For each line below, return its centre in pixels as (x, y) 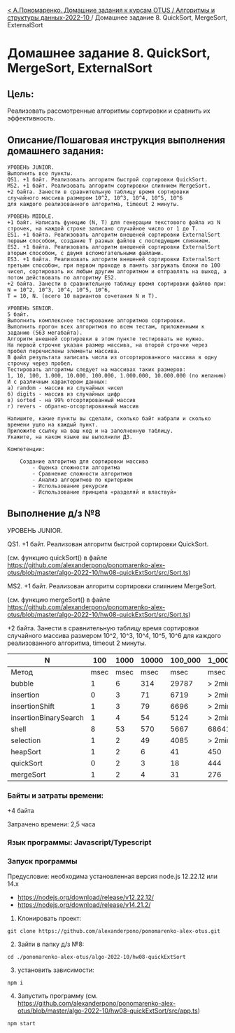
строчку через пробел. (40, 363)
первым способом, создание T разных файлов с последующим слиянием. (109, 241)
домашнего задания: (56, 151)
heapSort (26, 751)
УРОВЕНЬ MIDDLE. (31, 216)
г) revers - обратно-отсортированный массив (73, 406)
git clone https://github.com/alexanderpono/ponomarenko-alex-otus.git (114, 931)
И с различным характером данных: (58, 382)
